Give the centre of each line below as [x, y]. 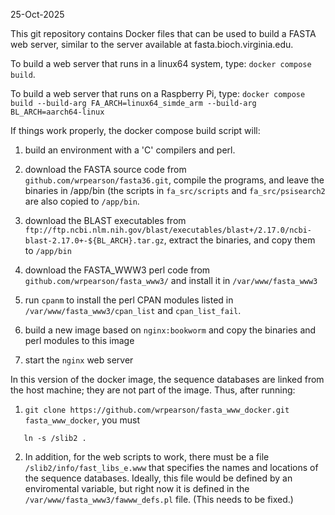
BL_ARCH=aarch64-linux [57, 112]
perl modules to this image [79, 340]
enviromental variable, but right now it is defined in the [137, 488]
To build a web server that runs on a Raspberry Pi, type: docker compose [158, 93]
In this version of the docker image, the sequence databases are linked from [167, 379]
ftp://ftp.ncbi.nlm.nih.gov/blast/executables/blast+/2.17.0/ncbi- [168, 230]
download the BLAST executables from [105, 220]
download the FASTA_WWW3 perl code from [117, 270]
